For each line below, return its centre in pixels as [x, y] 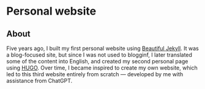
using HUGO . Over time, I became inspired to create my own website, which [102, 68]
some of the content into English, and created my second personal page [97, 61]
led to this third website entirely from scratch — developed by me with [95, 74]
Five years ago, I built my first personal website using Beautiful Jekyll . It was [102, 48]
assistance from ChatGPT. [39, 81]
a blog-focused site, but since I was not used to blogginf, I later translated [99, 55]
